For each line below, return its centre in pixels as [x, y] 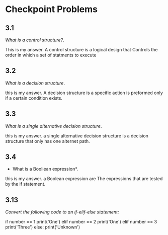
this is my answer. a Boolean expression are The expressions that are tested [84, 179]
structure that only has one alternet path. [48, 141]
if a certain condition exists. [34, 98]
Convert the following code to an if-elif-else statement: [62, 212]
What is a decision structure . [35, 83]
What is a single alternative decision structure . [54, 126]
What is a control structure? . [35, 40]
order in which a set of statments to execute [51, 55]
